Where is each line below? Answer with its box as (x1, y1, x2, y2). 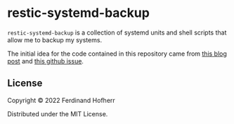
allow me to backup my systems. (7, 35, 103, 44)
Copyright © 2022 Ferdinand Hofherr (7, 96, 116, 104)
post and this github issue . (7, 56, 84, 65)
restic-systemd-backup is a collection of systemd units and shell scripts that (7, 28, 227, 37)
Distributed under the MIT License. (7, 109, 108, 118)
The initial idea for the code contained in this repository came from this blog (7, 49, 227, 58)
